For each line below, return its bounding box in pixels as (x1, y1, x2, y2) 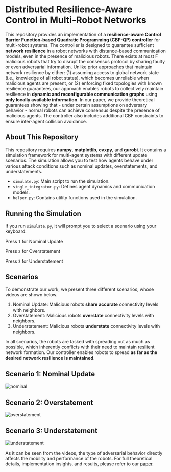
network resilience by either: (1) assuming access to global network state (5, 69, 159, 75)
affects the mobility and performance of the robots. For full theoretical (5, 455, 153, 461)
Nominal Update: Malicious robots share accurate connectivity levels (12, 301, 159, 308)
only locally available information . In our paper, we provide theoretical (5, 96, 155, 103)
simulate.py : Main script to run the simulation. (12, 178, 110, 184)
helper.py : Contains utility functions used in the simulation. (12, 194, 137, 200)
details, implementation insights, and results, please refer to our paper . (5, 461, 154, 467)
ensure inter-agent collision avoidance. (5, 118, 87, 124)
